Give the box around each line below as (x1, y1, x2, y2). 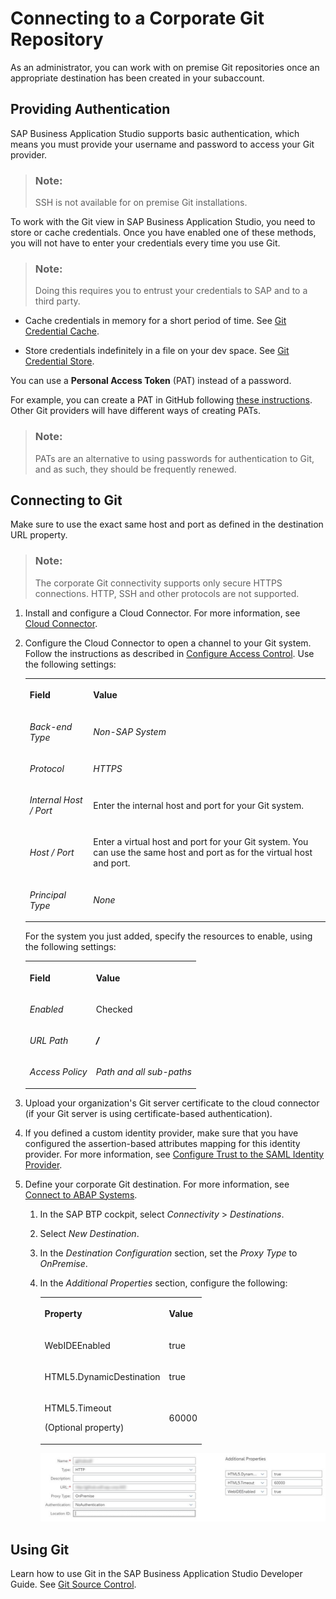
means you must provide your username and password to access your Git (10, 138, 315, 150)
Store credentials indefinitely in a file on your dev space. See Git (24, 345, 290, 357)
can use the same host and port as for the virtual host (93, 847, 313, 859)
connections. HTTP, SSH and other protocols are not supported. (34, 587, 300, 599)
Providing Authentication (10, 101, 171, 118)
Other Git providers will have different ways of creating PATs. (10, 405, 261, 417)
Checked (95, 1003, 133, 1015)
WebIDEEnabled (44, 1339, 111, 1351)
